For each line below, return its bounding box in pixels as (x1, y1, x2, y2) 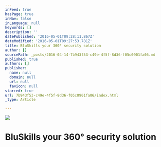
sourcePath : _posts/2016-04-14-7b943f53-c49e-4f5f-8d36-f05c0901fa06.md (5, 52, 156, 57)
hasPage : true (5, 12, 34, 16)
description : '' (5, 30, 38, 34)
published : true (5, 57, 38, 62)
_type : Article (5, 98, 36, 102)
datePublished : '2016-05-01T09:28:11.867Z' (5, 34, 95, 39)
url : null (9, 79, 29, 84)
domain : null (9, 75, 36, 80)
